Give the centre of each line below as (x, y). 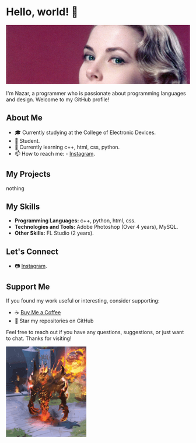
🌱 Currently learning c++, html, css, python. (67, 147)
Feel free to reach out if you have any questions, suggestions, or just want (95, 332)
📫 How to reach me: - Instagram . (55, 153)
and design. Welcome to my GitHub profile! (58, 99)
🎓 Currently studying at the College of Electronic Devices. (85, 132)
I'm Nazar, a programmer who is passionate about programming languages (96, 93)
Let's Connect (32, 251)
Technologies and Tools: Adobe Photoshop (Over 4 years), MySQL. (96, 227)
